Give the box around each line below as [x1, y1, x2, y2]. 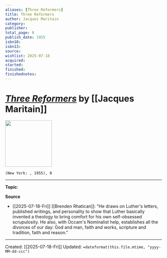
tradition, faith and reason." [12, 229, 69, 235]
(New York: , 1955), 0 [5, 170, 52, 176]
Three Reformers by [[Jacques [5, 93, 134, 104]
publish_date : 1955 [5, 35, 46, 40]
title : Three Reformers [5, 12, 55, 17]
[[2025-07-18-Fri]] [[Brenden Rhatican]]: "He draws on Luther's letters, [12, 203, 159, 209]
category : [5, 21, 26, 26]
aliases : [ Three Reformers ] [5, 7, 64, 12]
